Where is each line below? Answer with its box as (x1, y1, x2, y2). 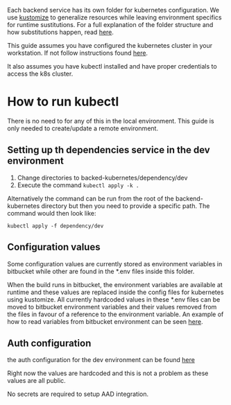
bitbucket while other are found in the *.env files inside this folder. (7, 267, 195, 275)
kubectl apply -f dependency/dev (7, 222, 104, 230)
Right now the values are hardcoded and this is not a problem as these (7, 369, 209, 377)
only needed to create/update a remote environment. (7, 124, 158, 132)
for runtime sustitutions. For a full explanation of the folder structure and (7, 21, 214, 28)
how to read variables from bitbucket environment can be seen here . (7, 317, 203, 325)
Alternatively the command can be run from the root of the (7, 194, 175, 203)
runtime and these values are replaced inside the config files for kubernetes (7, 288, 224, 296)
